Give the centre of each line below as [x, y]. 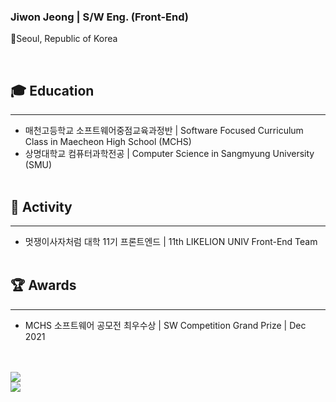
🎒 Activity [41, 206]
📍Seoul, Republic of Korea [64, 39]
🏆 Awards [43, 285]
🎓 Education [52, 90]
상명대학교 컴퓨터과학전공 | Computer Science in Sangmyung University [169, 154]
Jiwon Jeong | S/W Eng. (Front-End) [99, 17]
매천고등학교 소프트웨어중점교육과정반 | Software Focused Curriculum [164, 131]
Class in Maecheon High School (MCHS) [108, 142]
